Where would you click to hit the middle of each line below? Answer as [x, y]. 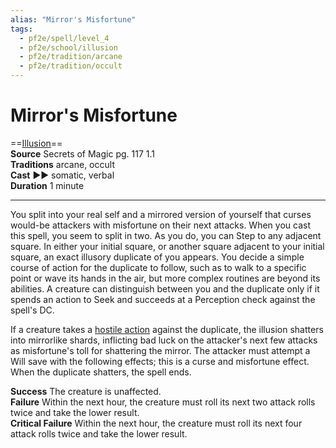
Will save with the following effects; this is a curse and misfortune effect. [160, 361]
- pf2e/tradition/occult [71, 66]
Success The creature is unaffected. [86, 391]
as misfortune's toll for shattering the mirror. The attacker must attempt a [160, 350]
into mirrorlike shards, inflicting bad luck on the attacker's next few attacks [164, 340]
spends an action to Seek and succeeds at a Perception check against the [163, 299]
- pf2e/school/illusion [68, 47]
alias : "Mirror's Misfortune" [73, 19]
